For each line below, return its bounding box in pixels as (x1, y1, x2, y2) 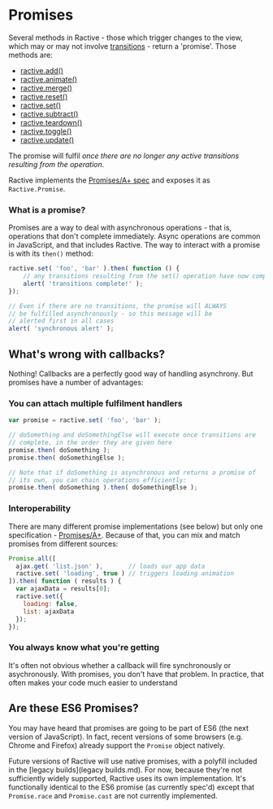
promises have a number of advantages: (8, 377, 144, 388)
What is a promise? (8, 204, 86, 215)
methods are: (8, 50, 53, 59)
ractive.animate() (19, 74, 78, 84)
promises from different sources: (8, 539, 119, 548)
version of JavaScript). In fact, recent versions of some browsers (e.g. (8, 732, 244, 741)
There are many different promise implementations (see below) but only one (8, 521, 263, 531)
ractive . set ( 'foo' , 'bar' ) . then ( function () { (8, 265, 180, 273)
